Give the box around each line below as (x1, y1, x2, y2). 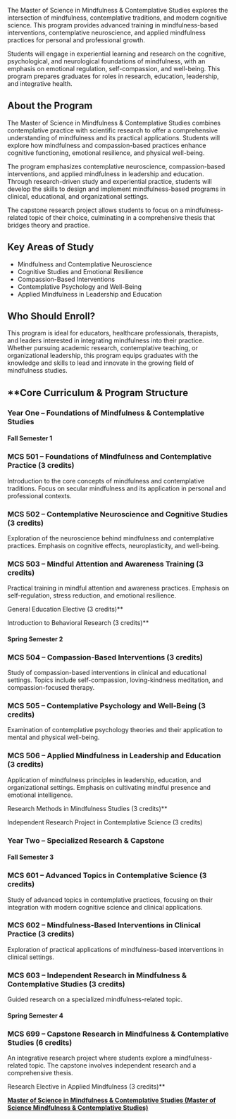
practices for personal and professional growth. (7, 36, 146, 44)
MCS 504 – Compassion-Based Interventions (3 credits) (7, 652, 203, 662)
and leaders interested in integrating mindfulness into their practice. (7, 336, 204, 345)
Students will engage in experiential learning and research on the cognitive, (7, 49, 227, 58)
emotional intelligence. (7, 791, 73, 799)
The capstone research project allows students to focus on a (7, 206, 184, 214)
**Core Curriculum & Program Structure (7, 387, 189, 399)
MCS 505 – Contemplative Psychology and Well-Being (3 (7, 701, 206, 711)
